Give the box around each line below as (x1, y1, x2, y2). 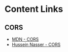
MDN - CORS (11, 36, 39, 42)
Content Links (4, 3, 64, 15)
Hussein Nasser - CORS (11, 42, 61, 48)
